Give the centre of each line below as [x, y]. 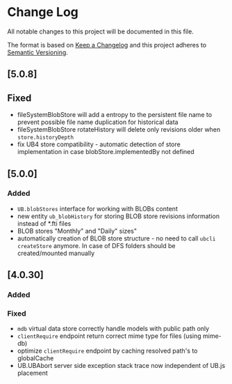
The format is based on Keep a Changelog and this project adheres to [107, 45]
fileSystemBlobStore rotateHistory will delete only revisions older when [119, 130]
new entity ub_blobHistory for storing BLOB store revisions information [118, 216]
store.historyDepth [45, 138]
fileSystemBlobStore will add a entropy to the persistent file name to [115, 115]
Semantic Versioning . [38, 52]
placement [33, 373]
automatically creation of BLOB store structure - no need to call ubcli [116, 238]
